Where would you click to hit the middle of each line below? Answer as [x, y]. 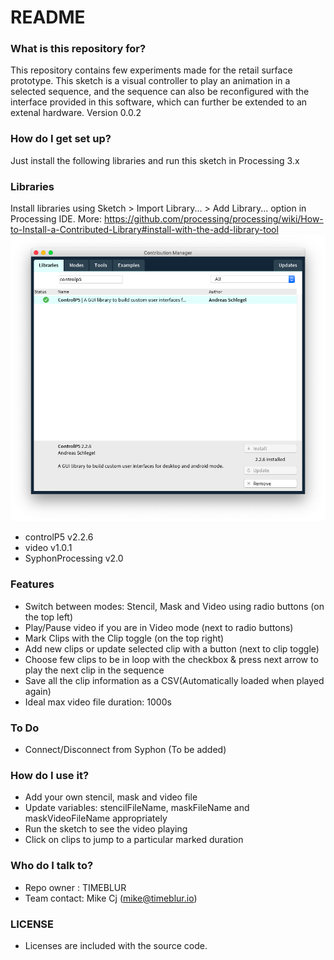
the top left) [49, 617]
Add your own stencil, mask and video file [111, 797]
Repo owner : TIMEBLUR [75, 887]
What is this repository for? [78, 49]
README [48, 17]
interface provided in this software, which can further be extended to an [159, 102]
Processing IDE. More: [56, 219]
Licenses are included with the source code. [116, 945]
